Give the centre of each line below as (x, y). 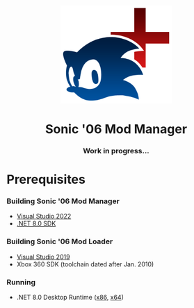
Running (21, 282)
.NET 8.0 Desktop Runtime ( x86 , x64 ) (70, 298)
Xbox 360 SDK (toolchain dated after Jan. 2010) (85, 264)
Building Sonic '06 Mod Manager (63, 201)
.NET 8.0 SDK (36, 223)
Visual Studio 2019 (43, 257)
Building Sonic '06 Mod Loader (60, 241)
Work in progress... (116, 151)
